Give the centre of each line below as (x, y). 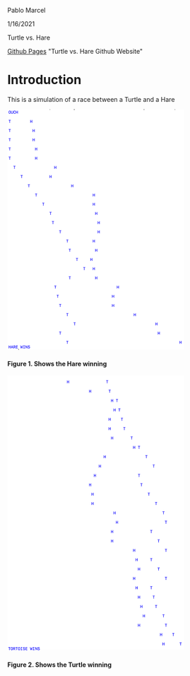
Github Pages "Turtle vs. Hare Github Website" (75, 51)
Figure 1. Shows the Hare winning (57, 363)
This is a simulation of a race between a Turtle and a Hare (91, 99)
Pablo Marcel (26, 10)
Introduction (44, 80)
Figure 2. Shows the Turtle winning (59, 665)
